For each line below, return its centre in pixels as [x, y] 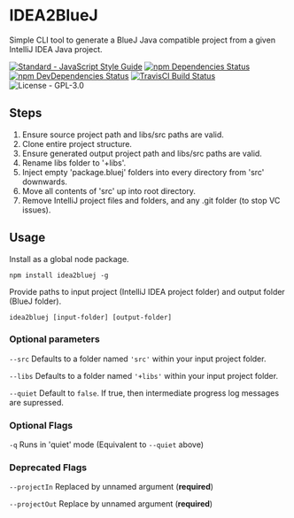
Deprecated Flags [48, 468]
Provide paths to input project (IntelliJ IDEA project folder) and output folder [147, 291]
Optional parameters [54, 339]
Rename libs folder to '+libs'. [74, 162]
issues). [36, 210]
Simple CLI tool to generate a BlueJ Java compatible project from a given [143, 40]
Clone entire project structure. [77, 143]
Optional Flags [41, 425]
